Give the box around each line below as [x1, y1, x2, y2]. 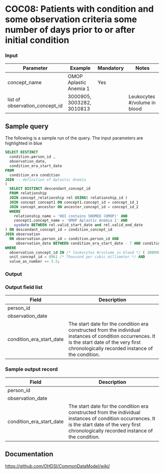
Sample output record [5, 366, 58, 373]
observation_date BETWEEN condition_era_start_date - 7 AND [16, 241, 141, 246]
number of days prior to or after [5, 24, 135, 35]
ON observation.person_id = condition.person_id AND [9, 236, 119, 241]
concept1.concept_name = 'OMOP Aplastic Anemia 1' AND [14, 218, 128, 223]
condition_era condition [9, 172, 60, 177]
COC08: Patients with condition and [5, 3, 154, 15]
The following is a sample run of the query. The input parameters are [5, 135, 143, 141]
